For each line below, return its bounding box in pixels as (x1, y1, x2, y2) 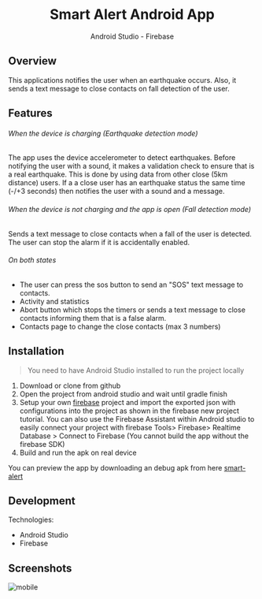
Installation (8, 344, 65, 358)
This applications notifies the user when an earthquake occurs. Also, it (8, 75, 237, 84)
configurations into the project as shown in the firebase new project (19, 406, 240, 415)
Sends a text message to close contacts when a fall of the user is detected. (8, 229, 252, 238)
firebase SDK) (19, 439, 65, 448)
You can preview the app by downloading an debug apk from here (8, 463, 223, 472)
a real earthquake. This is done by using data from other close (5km (8, 169, 228, 179)
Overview (8, 54, 57, 68)
